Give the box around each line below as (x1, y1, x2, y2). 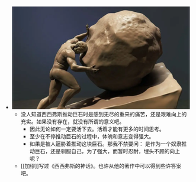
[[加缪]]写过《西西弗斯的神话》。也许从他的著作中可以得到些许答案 (20, 162, 182, 170)
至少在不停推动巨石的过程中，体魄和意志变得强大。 (29, 133, 155, 140)
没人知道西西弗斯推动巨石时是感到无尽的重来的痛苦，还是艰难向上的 (20, 110, 187, 118)
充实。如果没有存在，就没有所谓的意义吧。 (20, 118, 125, 125)
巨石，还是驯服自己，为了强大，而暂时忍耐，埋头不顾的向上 (34, 148, 181, 155)
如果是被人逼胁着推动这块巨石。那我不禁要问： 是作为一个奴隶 (29, 140, 182, 148)
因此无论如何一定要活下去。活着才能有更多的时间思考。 (29, 125, 165, 133)
